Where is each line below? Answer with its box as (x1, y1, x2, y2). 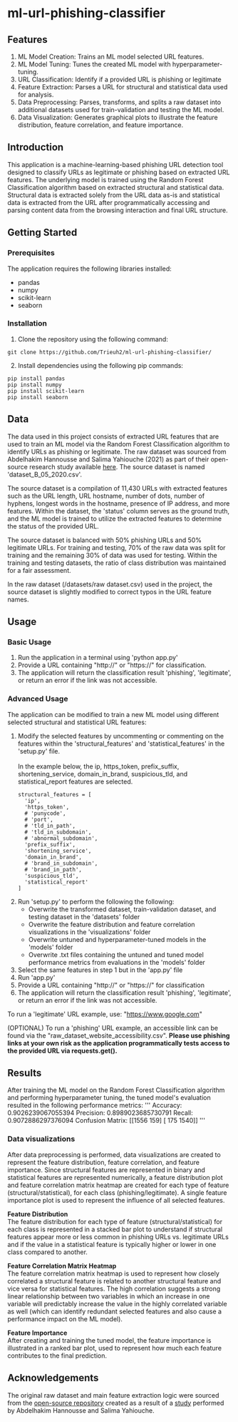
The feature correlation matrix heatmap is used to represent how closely (7, 1269, 219, 1278)
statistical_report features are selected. (17, 777, 133, 786)
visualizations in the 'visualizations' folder (28, 927, 151, 936)
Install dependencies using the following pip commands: (17, 361, 184, 369)
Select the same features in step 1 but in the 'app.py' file (17, 966, 183, 974)
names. (7, 595, 29, 604)
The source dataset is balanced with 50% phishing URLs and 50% (7, 536, 202, 544)
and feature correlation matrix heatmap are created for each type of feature (7, 1181, 229, 1189)
